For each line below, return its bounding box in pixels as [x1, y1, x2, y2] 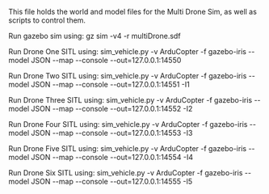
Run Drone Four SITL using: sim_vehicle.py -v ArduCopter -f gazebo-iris [8, 120, 248, 129]
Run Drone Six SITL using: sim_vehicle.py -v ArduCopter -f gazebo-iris [8, 168, 243, 177]
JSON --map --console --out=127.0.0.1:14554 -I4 [31, 153, 194, 162]
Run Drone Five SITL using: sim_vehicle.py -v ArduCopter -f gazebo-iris [8, 144, 247, 153]
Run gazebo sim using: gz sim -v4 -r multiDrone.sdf [8, 32, 181, 40]
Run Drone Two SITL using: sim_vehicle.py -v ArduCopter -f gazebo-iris [8, 71, 247, 80]
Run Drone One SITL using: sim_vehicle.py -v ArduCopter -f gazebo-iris [8, 47, 246, 56]
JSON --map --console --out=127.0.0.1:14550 [31, 56, 182, 65]
